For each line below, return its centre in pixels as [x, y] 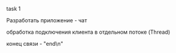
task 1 [14, 9]
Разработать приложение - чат [47, 20]
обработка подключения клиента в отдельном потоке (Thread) [88, 32]
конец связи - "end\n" [35, 44]
